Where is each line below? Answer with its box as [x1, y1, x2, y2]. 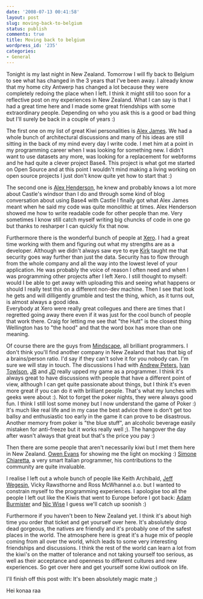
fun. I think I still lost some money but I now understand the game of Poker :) [6, 400, 196, 407]
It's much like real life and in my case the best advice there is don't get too [6, 406, 192, 413]
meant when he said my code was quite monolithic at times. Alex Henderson [6, 203, 197, 210]
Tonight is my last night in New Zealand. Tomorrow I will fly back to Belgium [6, 70, 195, 77]
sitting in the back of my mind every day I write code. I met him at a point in [6, 140, 193, 147]
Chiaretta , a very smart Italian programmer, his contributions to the [6, 456, 172, 464]
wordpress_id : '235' [6, 43, 59, 49]
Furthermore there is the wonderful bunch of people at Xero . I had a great [6, 234, 190, 241]
